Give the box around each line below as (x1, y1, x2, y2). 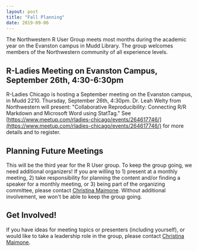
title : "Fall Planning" (6, 14, 65, 20)
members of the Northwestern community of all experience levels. (6, 49, 168, 56)
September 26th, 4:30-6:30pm (6, 75, 124, 85)
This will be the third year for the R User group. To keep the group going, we (6, 161, 193, 169)
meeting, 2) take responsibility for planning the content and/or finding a (6, 174, 181, 181)
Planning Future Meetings (6, 146, 104, 156)
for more (162, 122, 184, 129)
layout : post (6, 8, 39, 15)
